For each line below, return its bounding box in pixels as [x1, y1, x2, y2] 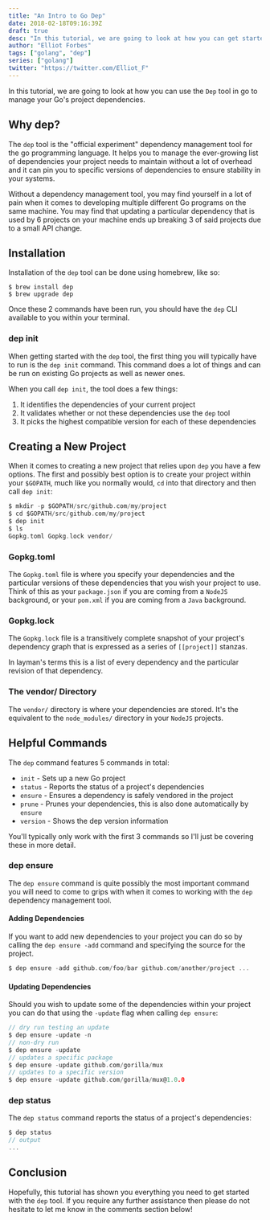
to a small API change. [8, 223, 83, 233]
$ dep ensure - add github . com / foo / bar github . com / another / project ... [8, 964, 250, 972]
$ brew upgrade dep [8, 290, 74, 298]
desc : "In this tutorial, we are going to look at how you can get [8, 34, 239, 43]
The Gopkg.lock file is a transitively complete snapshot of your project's [8, 633, 245, 643]
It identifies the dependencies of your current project [19, 399, 196, 409]
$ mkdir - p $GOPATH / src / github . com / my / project [8, 502, 167, 510]
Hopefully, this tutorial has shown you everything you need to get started [8, 1187, 250, 1197]
